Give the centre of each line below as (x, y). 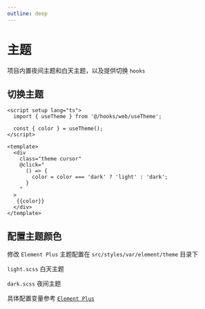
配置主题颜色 (35, 236)
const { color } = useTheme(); (58, 129)
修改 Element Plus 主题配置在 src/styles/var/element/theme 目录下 (103, 254)
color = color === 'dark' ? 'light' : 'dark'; (100, 177)
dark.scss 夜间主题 (34, 283)
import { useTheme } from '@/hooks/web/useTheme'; (88, 117)
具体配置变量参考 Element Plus (51, 299)
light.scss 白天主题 (36, 269)
